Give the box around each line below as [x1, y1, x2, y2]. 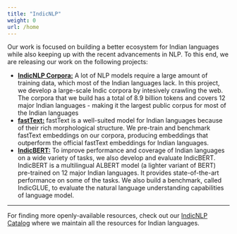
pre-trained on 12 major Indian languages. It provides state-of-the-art [17, 168, 219, 177]
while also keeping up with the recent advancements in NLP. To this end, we [7, 50, 229, 58]
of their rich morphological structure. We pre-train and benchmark [17, 124, 210, 133]
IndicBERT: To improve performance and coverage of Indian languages [17, 146, 225, 155]
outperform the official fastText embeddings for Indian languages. [17, 139, 209, 147]
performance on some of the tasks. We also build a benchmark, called [17, 176, 222, 185]
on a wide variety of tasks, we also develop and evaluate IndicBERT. [17, 154, 216, 162]
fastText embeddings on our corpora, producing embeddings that [17, 131, 208, 140]
